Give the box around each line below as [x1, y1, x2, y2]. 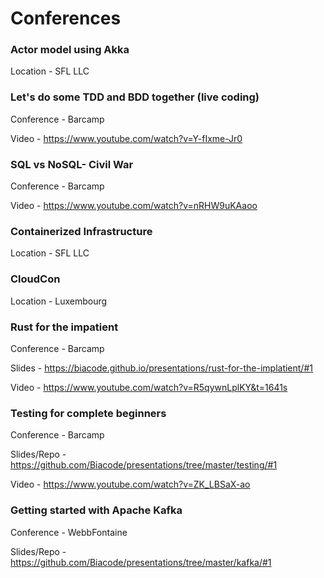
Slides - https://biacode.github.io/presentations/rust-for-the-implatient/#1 [10, 362, 313, 374]
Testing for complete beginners [10, 406, 167, 420]
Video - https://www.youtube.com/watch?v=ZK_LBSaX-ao [10, 478, 251, 491]
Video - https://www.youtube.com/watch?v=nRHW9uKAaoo [10, 200, 258, 212]
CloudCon [10, 272, 61, 286]
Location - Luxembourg [10, 295, 108, 307]
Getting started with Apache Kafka [10, 503, 183, 517]
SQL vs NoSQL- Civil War [10, 157, 134, 171]
